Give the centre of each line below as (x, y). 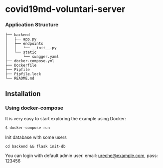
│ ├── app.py (21, 39)
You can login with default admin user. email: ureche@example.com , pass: (81, 156)
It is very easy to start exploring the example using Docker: (66, 119)
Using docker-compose (34, 108)
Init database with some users (36, 137)
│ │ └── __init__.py (31, 48)
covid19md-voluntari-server (65, 9)
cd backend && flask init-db (35, 147)
